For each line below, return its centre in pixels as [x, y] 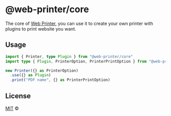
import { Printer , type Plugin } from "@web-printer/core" [69, 56]
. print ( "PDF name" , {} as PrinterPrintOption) [60, 80]
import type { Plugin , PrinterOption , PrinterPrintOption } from [76, 61]
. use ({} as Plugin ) [31, 75]
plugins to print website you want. [41, 28]
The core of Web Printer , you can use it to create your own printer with [79, 23]
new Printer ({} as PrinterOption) [42, 70]
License [18, 96]
